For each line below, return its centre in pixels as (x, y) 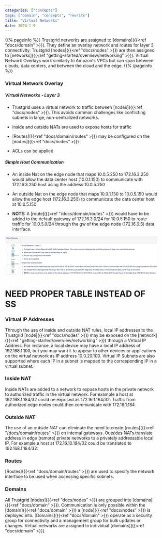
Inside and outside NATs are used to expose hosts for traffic (72, 127)
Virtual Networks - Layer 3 (32, 95)
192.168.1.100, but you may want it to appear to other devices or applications (81, 351)
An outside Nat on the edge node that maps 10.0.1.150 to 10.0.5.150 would (85, 194)
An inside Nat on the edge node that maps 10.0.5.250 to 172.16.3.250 (80, 174)
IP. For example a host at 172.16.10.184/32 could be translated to (68, 443)
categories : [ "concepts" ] (31, 10)
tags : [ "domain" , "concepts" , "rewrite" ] (47, 15)
